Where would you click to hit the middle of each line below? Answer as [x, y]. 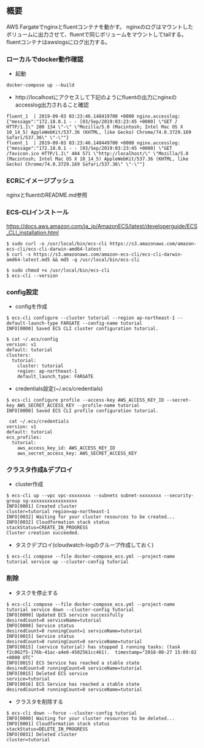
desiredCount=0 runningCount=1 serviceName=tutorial [74, 631]
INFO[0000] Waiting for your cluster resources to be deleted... [90, 718]
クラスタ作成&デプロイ [39, 469]
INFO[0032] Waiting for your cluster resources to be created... [90, 517]
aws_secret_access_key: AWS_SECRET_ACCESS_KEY [77, 453]
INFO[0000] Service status [40, 626]
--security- [179, 496]
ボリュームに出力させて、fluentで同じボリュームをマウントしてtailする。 [97, 34]
